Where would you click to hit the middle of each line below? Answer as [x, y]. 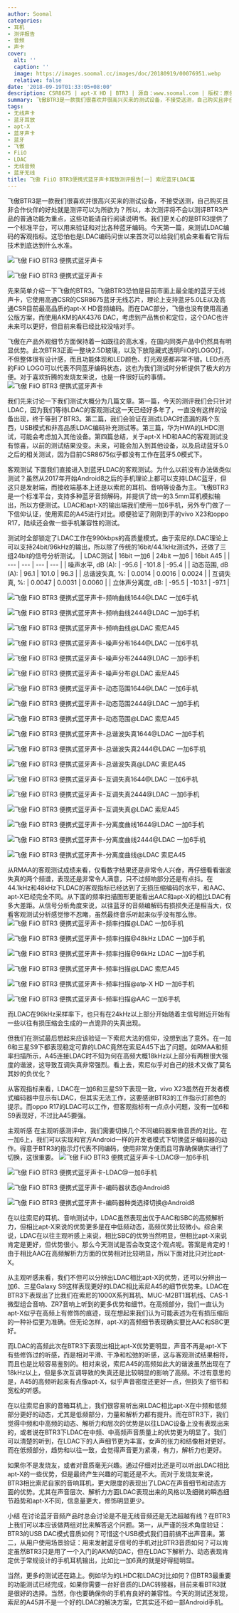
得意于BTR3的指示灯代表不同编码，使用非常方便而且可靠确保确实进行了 [124, 1148]
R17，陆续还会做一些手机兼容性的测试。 [65, 522]
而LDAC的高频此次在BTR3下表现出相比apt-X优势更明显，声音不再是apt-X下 [117, 1345]
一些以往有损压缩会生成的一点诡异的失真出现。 [76, 1023]
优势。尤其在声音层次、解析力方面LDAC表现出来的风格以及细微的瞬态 [121, 1491]
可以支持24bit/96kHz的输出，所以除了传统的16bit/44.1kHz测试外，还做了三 [117, 547]
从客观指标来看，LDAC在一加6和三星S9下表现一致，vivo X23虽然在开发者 [116, 1088]
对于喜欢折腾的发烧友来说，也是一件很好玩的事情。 [94, 377]
